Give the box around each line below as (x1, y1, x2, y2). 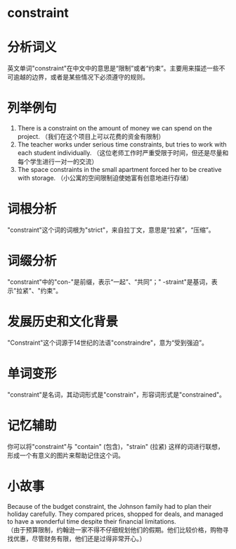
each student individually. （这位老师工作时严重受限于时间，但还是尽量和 (17, 149, 229, 157)
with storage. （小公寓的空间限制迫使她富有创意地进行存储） (17, 174, 193, 183)
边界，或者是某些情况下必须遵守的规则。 (31, 73, 149, 82)
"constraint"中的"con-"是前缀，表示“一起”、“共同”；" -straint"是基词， (7, 277, 212, 286)
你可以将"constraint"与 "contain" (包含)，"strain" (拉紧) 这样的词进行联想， (7, 442, 224, 450)
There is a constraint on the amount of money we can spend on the (17, 124, 213, 132)
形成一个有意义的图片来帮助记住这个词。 (7, 451, 124, 459)
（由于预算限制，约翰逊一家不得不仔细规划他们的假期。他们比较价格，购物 (7, 525, 223, 533)
